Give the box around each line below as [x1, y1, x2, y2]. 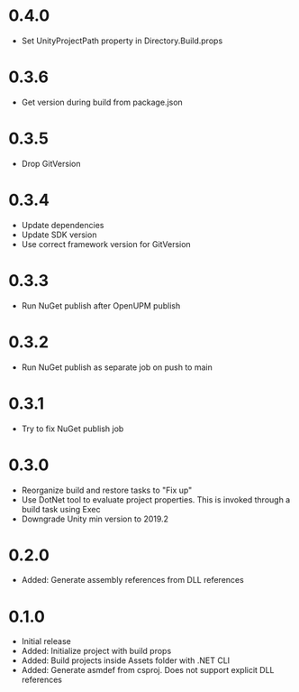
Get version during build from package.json [21, 97, 184, 107]
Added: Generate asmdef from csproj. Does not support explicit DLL [21, 665, 276, 676]
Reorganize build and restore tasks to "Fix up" [21, 484, 193, 495]
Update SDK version [21, 229, 97, 240]
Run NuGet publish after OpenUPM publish [21, 300, 181, 311]
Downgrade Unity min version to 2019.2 [21, 513, 168, 524]
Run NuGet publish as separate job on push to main [21, 362, 213, 373]
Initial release [21, 636, 71, 647]
